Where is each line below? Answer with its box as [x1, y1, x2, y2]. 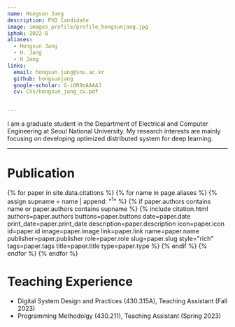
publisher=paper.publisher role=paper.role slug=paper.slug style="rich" [7, 234, 214, 242]
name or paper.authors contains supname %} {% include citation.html [7, 204, 208, 213]
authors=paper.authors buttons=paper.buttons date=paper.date [7, 212, 191, 220]
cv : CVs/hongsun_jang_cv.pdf [13, 88, 99, 95]
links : [7, 62, 27, 69]
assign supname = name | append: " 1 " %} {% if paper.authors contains [7, 196, 211, 205]
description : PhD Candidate [7, 17, 90, 24]
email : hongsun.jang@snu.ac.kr [13, 68, 105, 75]
